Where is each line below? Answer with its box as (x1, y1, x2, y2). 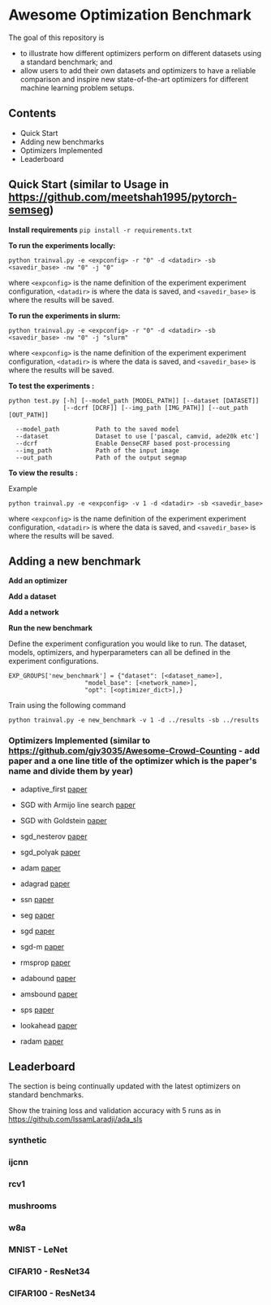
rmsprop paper (19, 958, 71, 967)
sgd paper (19, 926, 55, 936)
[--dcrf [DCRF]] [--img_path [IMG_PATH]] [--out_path (62, 404, 249, 412)
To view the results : (8, 468, 79, 478)
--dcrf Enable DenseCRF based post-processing (15, 439, 230, 447)
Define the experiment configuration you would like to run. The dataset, (8, 639, 247, 648)
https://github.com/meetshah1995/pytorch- (8, 190, 238, 204)
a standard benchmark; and (19, 57, 114, 67)
